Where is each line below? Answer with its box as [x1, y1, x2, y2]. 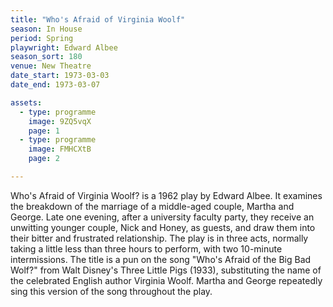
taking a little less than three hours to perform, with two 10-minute [10, 242, 283, 255]
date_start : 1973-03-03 [10, 71, 110, 81]
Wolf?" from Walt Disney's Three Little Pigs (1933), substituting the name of [10, 264, 322, 276]
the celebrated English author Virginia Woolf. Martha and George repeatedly [10, 274, 323, 286]
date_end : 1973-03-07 [10, 80, 101, 90]
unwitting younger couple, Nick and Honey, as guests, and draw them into [10, 221, 316, 233]
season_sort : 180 [10, 52, 83, 62]
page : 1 [28, 126, 60, 136]
